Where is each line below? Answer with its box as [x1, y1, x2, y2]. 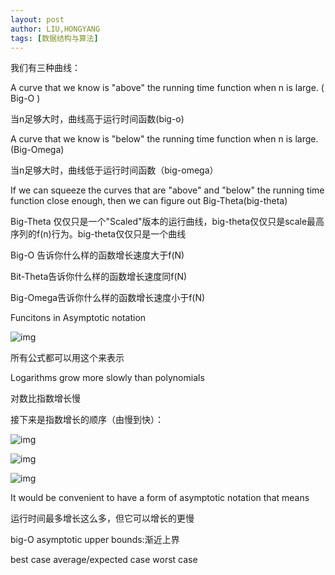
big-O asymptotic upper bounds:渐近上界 [10, 534, 180, 546]
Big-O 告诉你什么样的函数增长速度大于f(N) [10, 249, 185, 261]
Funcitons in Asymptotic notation [10, 312, 147, 324]
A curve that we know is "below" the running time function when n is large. [10, 133, 319, 145]
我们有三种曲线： [10, 62, 81, 74]
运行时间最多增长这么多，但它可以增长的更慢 [10, 512, 195, 525]
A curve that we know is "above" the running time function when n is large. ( [10, 82, 325, 94]
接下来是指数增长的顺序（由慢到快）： [10, 414, 164, 426]
